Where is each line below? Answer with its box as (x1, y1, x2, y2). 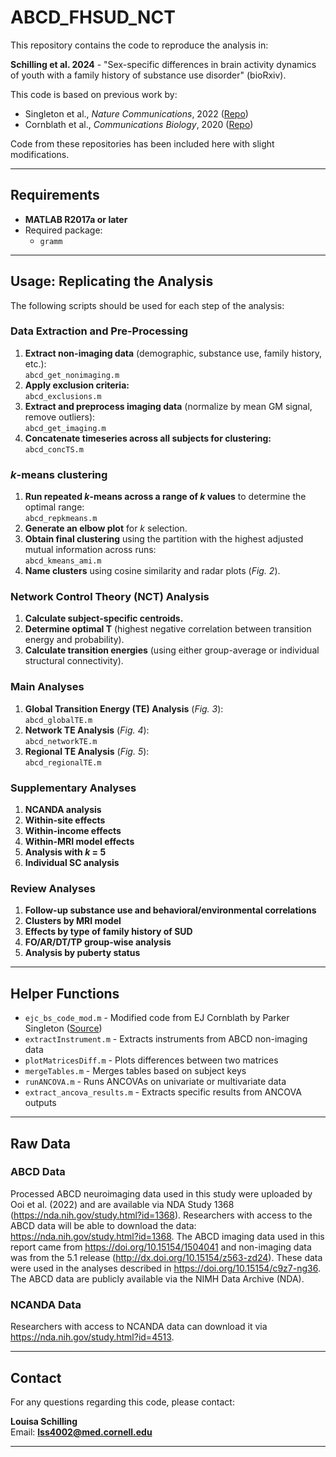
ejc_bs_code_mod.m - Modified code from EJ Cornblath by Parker (24, 1012, 290, 1024)
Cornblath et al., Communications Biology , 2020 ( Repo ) (24, 118, 254, 130)
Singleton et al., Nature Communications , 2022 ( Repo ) (24, 107, 249, 120)
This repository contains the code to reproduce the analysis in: (10, 39, 269, 51)
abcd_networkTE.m (24, 736, 98, 746)
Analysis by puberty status (24, 947, 141, 959)
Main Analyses (10, 680, 85, 694)
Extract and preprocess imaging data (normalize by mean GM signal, (24, 400, 313, 412)
